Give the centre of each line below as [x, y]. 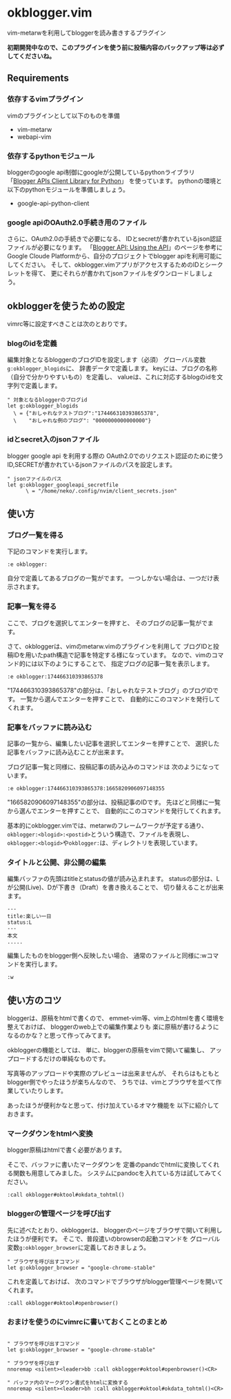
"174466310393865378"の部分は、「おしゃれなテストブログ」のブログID [110, 690]
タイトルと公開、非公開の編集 [57, 862]
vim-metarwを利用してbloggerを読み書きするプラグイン [87, 32]
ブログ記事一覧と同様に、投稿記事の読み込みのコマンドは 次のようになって [113, 767]
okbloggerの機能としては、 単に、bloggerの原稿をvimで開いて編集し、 [108, 1050]
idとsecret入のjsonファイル [53, 439]
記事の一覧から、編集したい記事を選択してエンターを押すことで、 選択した [113, 743]
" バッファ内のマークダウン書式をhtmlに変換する [68, 1382]
